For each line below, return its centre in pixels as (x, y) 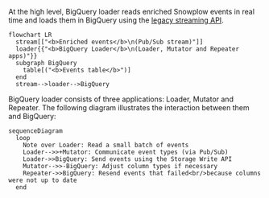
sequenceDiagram (35, 131)
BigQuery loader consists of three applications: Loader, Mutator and (121, 99)
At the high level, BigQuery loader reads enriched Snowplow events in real (132, 12)
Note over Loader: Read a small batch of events (106, 145)
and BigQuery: (32, 116)
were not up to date (43, 180)
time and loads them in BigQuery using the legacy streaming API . (116, 20)
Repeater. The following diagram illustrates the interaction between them (129, 107)
